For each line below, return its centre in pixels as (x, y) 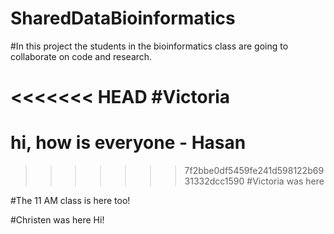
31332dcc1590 (214, 181)
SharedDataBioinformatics (123, 18)
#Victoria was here (285, 181)
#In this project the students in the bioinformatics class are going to (149, 46)
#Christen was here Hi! (57, 220)
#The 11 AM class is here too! (70, 201)
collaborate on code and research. (81, 56)
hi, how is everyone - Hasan (128, 143)
